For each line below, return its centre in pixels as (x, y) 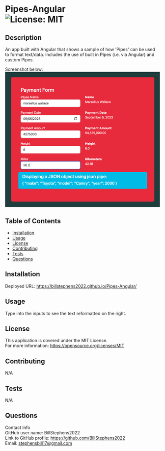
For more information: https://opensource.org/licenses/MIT (65, 346)
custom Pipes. (20, 60)
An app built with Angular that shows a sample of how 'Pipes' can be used (80, 49)
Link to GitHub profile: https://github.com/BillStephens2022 (65, 438)
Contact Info (18, 427)
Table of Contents (33, 221)
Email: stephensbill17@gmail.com (39, 443)
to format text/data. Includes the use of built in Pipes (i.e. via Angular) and (80, 54)
